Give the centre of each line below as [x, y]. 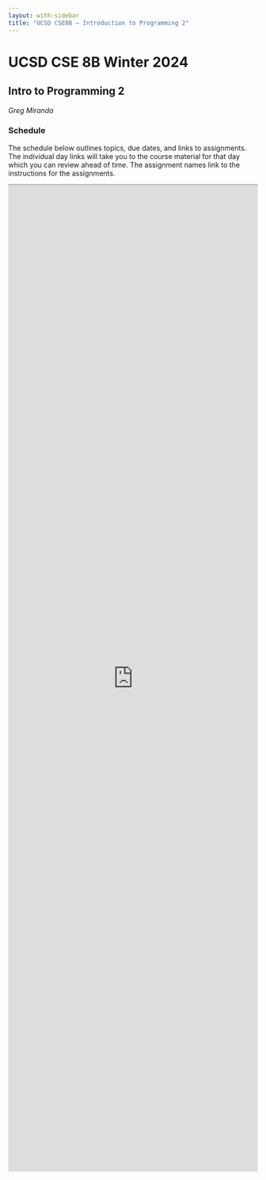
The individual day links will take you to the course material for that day [124, 156]
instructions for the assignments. [62, 173]
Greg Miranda [31, 110]
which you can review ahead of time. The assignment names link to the [124, 165]
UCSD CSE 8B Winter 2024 [98, 62]
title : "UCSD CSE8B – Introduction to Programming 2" [99, 23]
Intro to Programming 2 [66, 91]
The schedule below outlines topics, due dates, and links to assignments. [127, 148]
